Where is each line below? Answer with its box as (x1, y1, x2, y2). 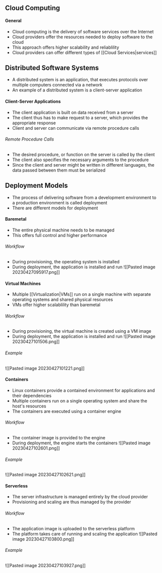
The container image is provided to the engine (12, 435, 106, 441)
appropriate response (12, 120, 56, 126)
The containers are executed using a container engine (12, 408, 121, 414)
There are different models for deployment (12, 205, 98, 211)
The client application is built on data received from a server (12, 109, 134, 115)
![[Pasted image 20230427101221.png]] (5, 365, 85, 371)
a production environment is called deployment (12, 200, 108, 205)
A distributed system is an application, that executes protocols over (12, 77, 148, 83)
